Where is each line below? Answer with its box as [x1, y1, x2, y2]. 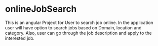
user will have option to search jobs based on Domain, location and [5, 24, 142, 30]
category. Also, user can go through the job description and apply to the [5, 30, 152, 36]
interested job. [5, 35, 35, 41]
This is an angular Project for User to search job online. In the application [5, 20, 154, 25]
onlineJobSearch [5, 3, 77, 15]
